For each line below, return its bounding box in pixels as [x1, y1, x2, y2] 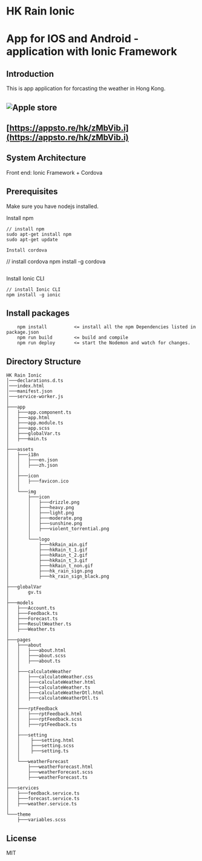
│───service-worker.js [6, 394, 64, 400]
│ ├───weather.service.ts [6, 801, 77, 807]
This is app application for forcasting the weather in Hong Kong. [6, 85, 166, 92]
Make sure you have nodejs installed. [6, 203, 99, 210]
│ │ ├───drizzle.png [6, 499, 80, 505]
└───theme [6, 811, 31, 817]
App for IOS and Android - [6, 32, 139, 46]
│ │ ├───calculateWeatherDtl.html [6, 690, 104, 696]
